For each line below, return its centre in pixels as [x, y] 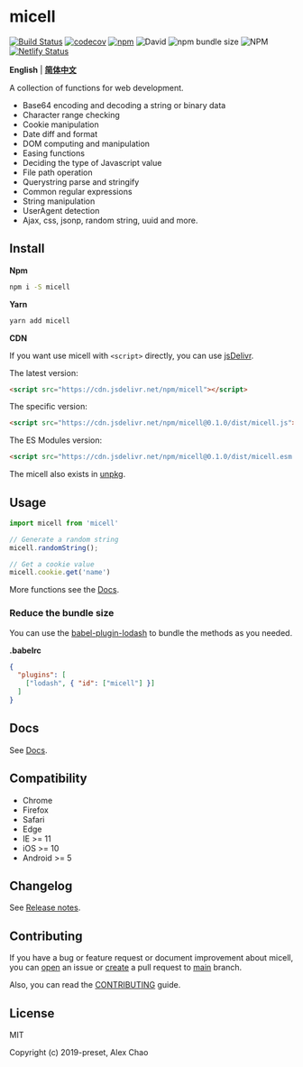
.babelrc [26, 650]
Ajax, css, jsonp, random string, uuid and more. [110, 220]
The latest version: [44, 373]
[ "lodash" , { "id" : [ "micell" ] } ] [90, 684]
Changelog [41, 886]
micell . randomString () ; [54, 547]
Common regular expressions [77, 191]
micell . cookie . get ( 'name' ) [60, 573]
